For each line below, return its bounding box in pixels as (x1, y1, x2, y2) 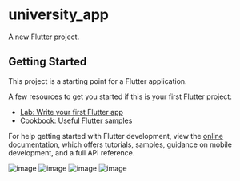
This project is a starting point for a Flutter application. (8, 76, 187, 85)
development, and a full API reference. (8, 148, 135, 157)
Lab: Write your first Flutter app (19, 107, 124, 116)
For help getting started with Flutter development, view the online (8, 131, 224, 140)
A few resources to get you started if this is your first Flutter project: (8, 92, 232, 101)
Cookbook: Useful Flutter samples (19, 116, 133, 125)
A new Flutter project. (8, 32, 80, 41)
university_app (8, 6, 110, 24)
